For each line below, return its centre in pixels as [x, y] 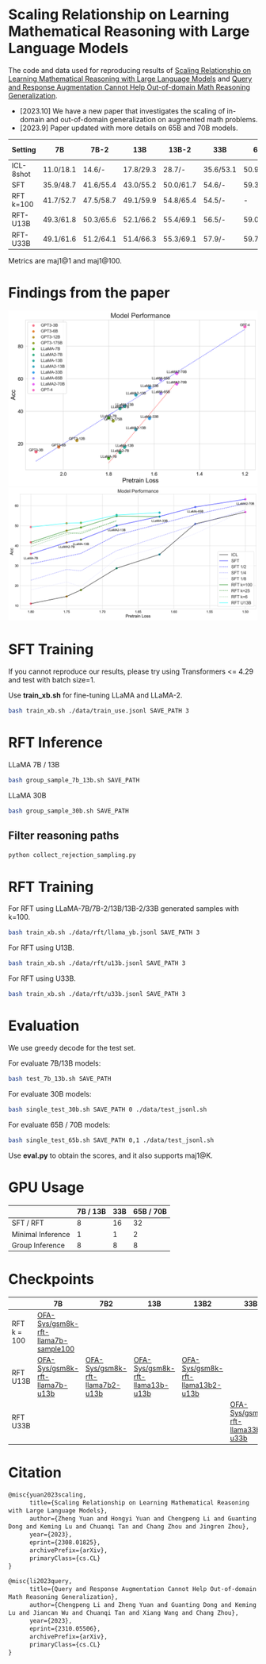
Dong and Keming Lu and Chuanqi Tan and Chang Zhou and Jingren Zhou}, [129, 1526]
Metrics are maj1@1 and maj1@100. [65, 261]
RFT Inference [55, 743]
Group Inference [38, 1245]
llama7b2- [103, 1385]
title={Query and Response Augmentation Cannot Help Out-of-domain [143, 1589]
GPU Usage [46, 1187]
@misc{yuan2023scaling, [47, 1495]
